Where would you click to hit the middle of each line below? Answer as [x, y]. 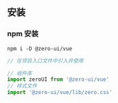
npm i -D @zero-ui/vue [40, 48]
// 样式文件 [22, 86]
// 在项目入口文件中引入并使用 [46, 61]
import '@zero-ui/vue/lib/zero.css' [60, 93]
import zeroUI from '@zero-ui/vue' [58, 79]
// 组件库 [20, 73]
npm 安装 [23, 34]
